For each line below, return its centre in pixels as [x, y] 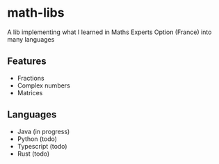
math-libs [36, 13]
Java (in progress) [43, 131]
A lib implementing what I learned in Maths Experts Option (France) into [109, 32]
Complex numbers [44, 85]
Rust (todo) [33, 154]
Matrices [30, 92]
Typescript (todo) [42, 146]
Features [27, 61]
